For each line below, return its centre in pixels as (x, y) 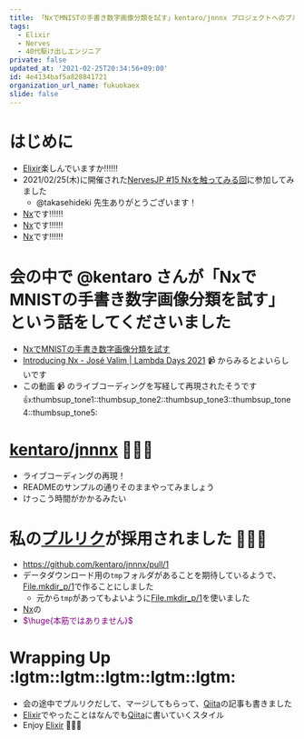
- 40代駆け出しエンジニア (59, 52)
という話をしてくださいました (120, 322)
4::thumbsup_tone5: (60, 413)
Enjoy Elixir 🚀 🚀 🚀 (52, 725)
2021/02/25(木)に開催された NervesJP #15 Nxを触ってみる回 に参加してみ (158, 180)
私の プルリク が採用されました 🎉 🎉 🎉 (138, 539)
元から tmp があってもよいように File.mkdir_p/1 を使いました (143, 598)
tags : (20, 26)
